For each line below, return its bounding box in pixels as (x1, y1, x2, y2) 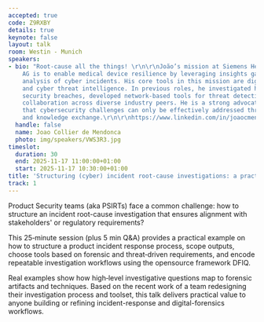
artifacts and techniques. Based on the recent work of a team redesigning (8, 281, 247, 291)
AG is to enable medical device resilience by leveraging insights (22, 70, 247, 78)
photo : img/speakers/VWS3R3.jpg (15, 135, 122, 144)
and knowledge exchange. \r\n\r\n (22, 114, 132, 122)
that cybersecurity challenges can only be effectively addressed (22, 107, 244, 115)
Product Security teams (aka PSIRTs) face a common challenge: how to (8, 201, 240, 210)
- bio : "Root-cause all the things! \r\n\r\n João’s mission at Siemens (8, 63, 247, 71)
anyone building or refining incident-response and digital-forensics (8, 298, 225, 307)
